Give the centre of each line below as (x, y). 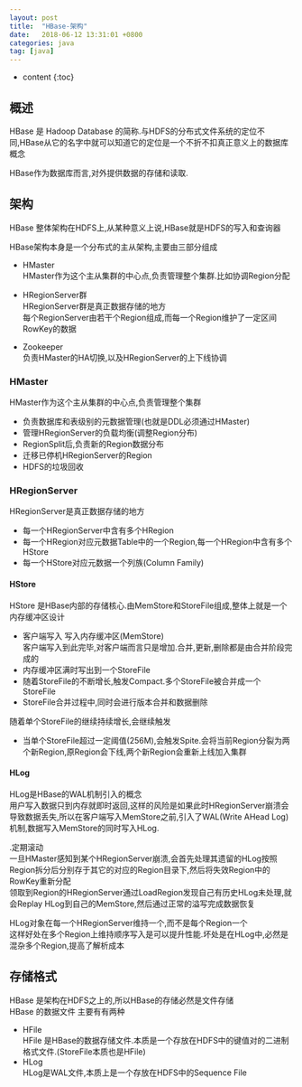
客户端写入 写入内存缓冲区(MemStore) (93, 636)
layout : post (34, 18)
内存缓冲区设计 (37, 616)
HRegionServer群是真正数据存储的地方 (94, 306)
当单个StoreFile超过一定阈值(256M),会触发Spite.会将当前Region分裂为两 (156, 740)
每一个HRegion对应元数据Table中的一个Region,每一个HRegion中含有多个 (157, 542)
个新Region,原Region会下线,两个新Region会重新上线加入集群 (134, 752)
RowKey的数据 (49, 328)
